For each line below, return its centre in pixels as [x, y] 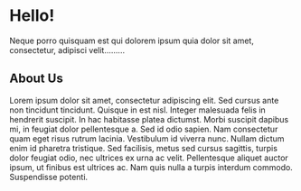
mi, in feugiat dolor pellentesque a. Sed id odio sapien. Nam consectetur [144, 129]
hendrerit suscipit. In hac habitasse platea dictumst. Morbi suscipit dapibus [149, 119]
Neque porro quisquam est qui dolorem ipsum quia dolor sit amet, [132, 41]
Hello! [32, 16]
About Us [36, 79]
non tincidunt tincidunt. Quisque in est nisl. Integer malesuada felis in [138, 110]
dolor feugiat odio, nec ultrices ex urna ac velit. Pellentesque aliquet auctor [149, 158]
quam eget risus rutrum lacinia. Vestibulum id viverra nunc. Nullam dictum [147, 138]
